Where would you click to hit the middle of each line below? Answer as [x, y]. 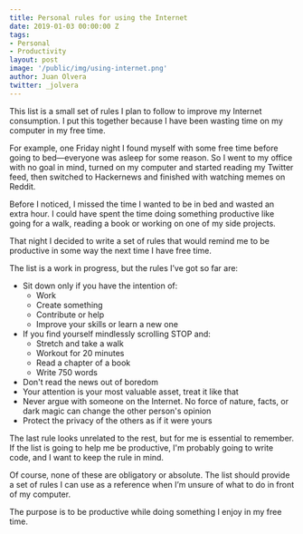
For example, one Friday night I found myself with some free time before [144, 148]
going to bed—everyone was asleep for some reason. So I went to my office [151, 157]
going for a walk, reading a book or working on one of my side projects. [142, 223]
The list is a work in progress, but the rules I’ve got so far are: [123, 267]
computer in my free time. [57, 130]
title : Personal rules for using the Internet [99, 18]
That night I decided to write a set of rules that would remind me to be [139, 240]
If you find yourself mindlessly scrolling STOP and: [116, 334]
